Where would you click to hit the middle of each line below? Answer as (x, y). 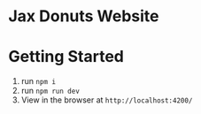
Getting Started (66, 57)
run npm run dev (50, 91)
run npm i (39, 81)
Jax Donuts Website (84, 16)
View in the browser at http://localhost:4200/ (107, 100)
